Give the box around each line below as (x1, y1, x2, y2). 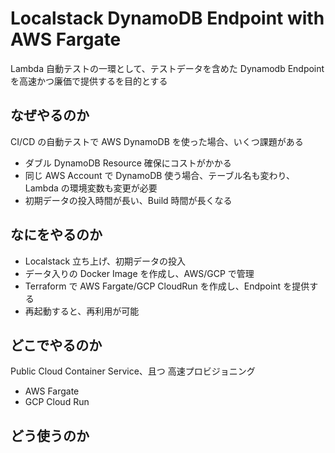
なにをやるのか (10, 227, 103, 244)
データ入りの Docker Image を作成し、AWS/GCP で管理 (24, 267, 255, 279)
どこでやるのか (10, 337, 103, 354)
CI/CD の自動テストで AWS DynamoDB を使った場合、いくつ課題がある (10, 135, 304, 147)
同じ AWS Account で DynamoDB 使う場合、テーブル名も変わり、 (24, 169, 295, 181)
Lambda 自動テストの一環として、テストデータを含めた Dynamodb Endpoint (10, 62, 325, 74)
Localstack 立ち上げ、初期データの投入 (24, 255, 187, 267)
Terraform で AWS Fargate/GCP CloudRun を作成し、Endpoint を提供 (24, 280, 310, 292)
